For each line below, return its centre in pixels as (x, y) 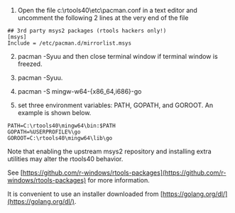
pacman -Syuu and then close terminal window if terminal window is (117, 56)
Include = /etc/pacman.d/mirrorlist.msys (70, 43)
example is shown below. (54, 113)
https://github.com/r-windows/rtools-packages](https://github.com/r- (124, 173)
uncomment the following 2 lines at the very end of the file (103, 18)
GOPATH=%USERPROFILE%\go (44, 132)
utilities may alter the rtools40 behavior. (65, 159)
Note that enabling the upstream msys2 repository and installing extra (109, 151)
